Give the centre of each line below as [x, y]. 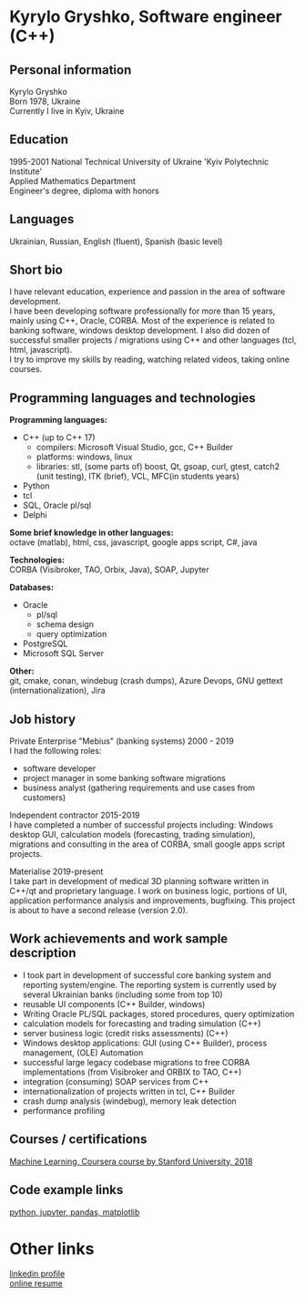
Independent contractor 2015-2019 [75, 815]
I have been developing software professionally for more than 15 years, [142, 311]
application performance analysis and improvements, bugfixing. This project [152, 901]
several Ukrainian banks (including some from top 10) [122, 994]
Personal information [71, 70]
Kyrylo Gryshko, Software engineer [146, 17]
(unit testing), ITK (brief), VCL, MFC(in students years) [137, 477]
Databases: [32, 587]
